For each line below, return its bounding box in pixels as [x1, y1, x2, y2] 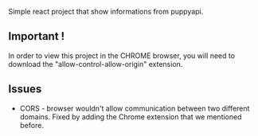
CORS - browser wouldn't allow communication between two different [19, 103, 250, 113]
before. [19, 120, 44, 130]
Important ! [8, 29, 65, 43]
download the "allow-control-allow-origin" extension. [8, 59, 183, 68]
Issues [8, 83, 42, 96]
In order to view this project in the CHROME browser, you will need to [8, 51, 236, 60]
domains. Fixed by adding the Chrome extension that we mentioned [19, 111, 242, 122]
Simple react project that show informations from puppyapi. [8, 7, 204, 16]
